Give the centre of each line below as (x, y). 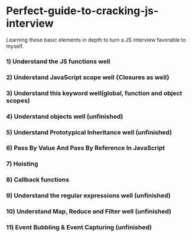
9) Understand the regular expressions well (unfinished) (88, 196)
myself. (15, 46)
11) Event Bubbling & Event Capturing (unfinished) (79, 228)
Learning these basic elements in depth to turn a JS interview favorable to (96, 40)
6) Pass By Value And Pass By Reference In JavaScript (86, 148)
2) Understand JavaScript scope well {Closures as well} (88, 77)
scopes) (18, 100)
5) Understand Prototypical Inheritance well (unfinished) (89, 132)
